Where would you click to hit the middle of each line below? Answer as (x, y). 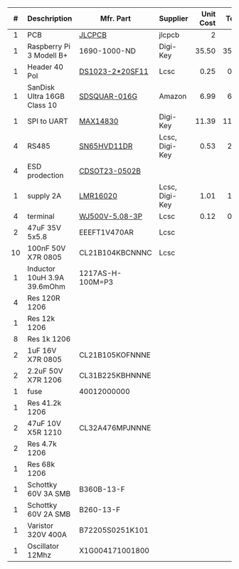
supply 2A (44, 196)
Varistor (41, 526)
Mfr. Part (116, 18)
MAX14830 (99, 121)
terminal (41, 216)
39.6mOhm (46, 286)
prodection (46, 175)
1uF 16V (42, 350)
